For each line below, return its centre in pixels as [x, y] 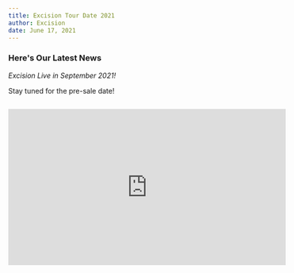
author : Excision [37, 23]
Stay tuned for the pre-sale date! [61, 90]
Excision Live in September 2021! [62, 75]
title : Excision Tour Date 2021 [61, 15]
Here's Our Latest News [55, 58]
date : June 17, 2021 [42, 30]
